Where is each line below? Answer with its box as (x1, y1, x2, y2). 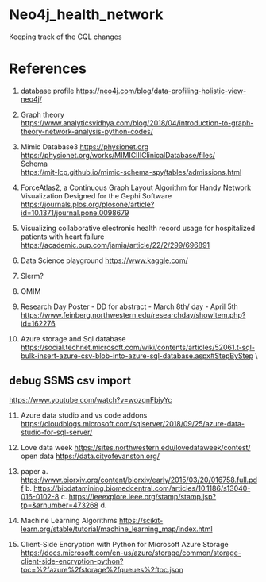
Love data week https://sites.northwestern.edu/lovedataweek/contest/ (20, 442, 251, 452)
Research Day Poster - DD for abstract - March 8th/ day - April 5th (20, 302, 239, 311)
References (9, 60, 87, 78)
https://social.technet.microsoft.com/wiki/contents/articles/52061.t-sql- (20, 342, 255, 352)
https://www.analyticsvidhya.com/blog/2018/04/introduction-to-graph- (20, 118, 254, 128)
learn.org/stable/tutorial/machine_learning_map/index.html (20, 524, 213, 534)
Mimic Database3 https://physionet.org (20, 141, 149, 152)
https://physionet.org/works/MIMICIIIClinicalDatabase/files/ (20, 150, 215, 160)
